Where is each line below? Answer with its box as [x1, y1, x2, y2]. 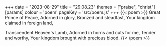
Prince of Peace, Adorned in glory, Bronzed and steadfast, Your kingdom [5, 15, 155, 20]
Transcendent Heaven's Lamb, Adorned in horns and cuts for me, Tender [5, 30, 156, 35]
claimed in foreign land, [5, 20, 53, 26]
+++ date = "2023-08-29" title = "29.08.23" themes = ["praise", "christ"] [5, 4, 156, 10]
